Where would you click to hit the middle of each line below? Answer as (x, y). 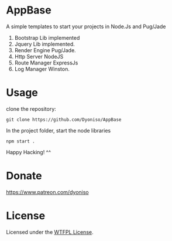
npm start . (20, 141)
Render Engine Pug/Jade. (45, 50)
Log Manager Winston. (42, 69)
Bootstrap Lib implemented (47, 38)
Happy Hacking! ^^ (29, 152)
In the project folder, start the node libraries (59, 130)
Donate (24, 176)
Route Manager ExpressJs (46, 63)
